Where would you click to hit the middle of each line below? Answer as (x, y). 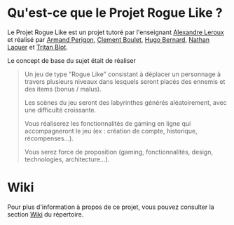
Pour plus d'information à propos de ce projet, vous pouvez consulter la (111, 207)
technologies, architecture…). (67, 159)
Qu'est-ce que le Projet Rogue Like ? (115, 13)
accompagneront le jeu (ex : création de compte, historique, (111, 131)
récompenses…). (49, 138)
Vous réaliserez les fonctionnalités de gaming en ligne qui (108, 123)
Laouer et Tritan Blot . (37, 47)
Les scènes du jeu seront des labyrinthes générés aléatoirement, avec (125, 102)
